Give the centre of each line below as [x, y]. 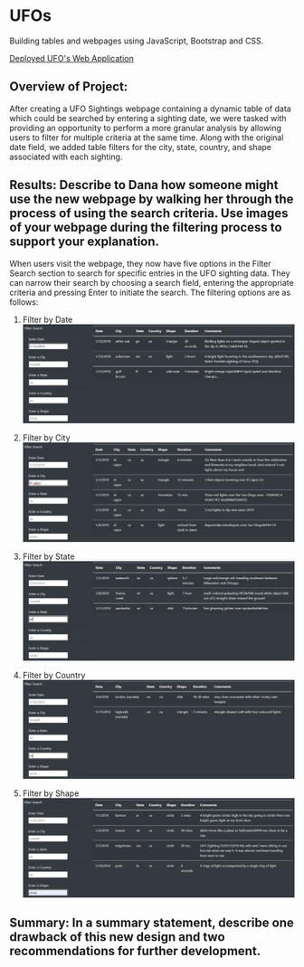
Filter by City [46, 437]
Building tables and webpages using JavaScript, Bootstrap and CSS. [137, 41]
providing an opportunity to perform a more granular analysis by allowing [146, 128]
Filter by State [48, 556]
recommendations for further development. [135, 951]
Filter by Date [47, 319]
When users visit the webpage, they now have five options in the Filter [140, 263]
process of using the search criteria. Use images [149, 213]
